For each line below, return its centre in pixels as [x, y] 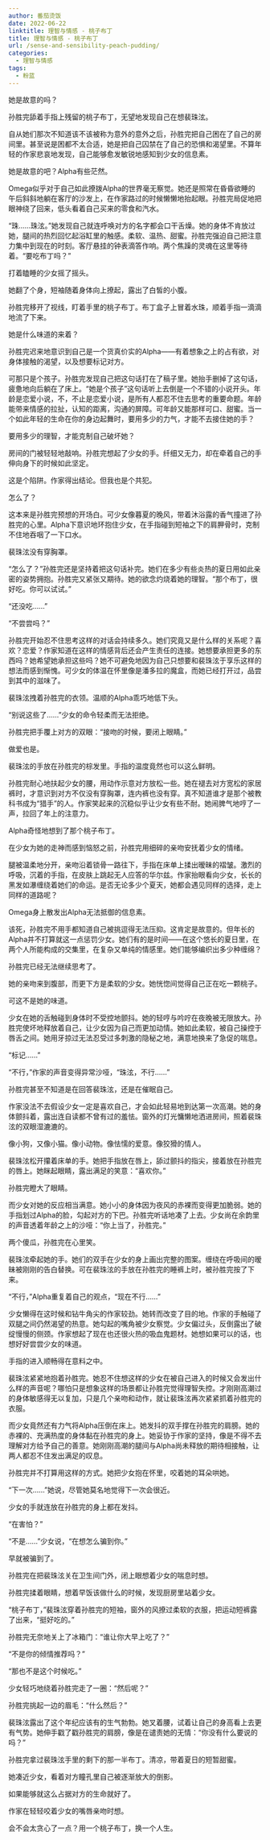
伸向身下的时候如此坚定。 [51, 463]
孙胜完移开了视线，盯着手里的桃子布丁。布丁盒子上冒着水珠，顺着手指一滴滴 [135, 307]
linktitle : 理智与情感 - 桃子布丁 [61, 31]
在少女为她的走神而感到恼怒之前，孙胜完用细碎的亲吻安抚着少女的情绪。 [128, 847]
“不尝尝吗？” [29, 623]
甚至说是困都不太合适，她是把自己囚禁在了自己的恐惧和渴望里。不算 [142, 144]
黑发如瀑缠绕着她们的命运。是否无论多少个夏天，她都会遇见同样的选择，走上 [135, 885]
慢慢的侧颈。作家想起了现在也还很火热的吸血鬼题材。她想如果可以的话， [135, 1333]
